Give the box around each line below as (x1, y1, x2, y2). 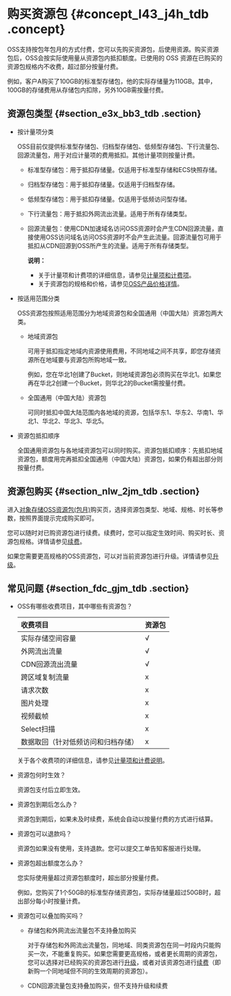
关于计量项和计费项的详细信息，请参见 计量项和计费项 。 (37, 271, 195, 279)
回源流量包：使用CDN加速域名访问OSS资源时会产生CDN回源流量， (27, 224, 219, 232)
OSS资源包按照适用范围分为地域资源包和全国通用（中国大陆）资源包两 (17, 309, 217, 317)
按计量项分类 (17, 127, 54, 135)
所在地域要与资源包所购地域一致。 (33, 355, 131, 363)
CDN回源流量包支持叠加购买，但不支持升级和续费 (27, 981, 168, 990)
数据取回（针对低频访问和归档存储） (20, 737, 139, 747)
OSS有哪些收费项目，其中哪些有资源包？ (17, 602, 133, 611)
